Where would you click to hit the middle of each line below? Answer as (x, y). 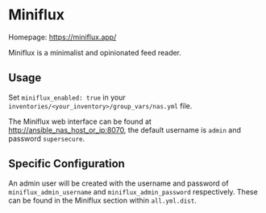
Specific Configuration (66, 164)
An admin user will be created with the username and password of (118, 183)
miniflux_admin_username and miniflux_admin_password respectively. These (133, 191)
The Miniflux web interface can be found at (80, 121)
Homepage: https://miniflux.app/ (62, 37)
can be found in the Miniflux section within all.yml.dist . (103, 200)
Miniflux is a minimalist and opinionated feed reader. (95, 52)
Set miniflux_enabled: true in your (67, 97)
